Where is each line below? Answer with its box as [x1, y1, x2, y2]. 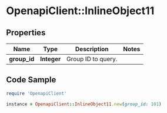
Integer [40, 55, 61, 63]
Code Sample [6, 75, 56, 85]
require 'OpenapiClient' [6, 90, 67, 97]
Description [75, 45, 109, 53]
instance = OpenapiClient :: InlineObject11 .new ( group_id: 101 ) [6, 101, 162, 107]
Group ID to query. [66, 55, 118, 63]
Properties [6, 28, 46, 38]
